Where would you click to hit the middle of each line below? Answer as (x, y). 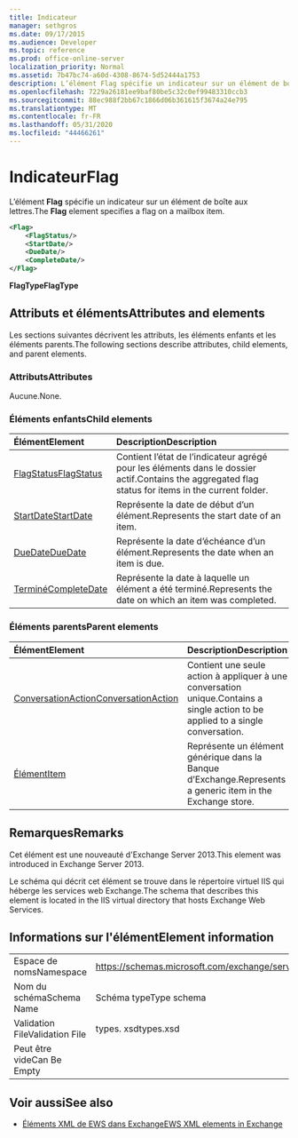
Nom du (30, 987)
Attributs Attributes (51, 377)
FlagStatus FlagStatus (58, 474)
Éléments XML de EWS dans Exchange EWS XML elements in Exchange (152, 1124)
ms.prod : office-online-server (67, 59)
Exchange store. (220, 801)
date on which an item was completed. (196, 601)
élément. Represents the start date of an (199, 516)
